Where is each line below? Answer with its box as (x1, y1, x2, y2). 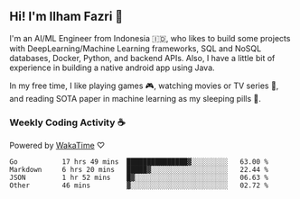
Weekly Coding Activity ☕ (9, 116, 126, 129)
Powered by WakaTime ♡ (9, 140, 106, 151)
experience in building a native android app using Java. (9, 62, 215, 73)
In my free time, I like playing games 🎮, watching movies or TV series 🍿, (9, 80, 279, 91)
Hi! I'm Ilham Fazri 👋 (9, 9, 124, 24)
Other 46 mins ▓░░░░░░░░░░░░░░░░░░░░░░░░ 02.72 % (9, 181, 269, 190)
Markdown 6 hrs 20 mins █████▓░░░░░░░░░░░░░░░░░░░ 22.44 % (9, 166, 269, 175)
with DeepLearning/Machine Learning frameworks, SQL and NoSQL (9, 42, 262, 54)
